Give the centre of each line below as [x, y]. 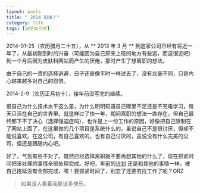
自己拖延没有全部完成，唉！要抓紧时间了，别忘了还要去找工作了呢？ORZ [95, 171]
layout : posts [24, 12]
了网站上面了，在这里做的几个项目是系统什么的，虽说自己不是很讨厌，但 [95, 129]
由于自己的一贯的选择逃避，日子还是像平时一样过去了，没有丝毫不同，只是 [97, 74]
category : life [25, 23]
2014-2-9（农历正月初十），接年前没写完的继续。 [66, 94]
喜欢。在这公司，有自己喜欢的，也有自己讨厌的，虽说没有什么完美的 [100, 136]
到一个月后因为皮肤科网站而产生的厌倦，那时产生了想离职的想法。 [87, 61]
